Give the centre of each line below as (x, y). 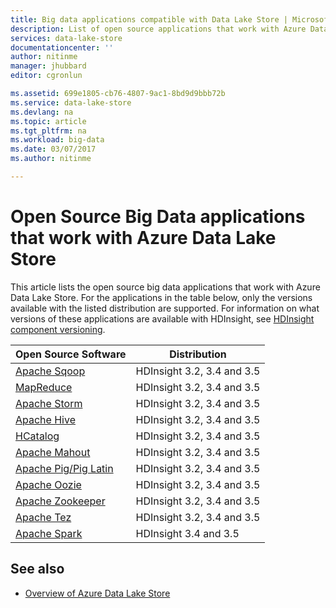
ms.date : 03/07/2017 (53, 149)
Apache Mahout (53, 452)
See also (37, 569)
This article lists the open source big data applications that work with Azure (165, 287)
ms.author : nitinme (51, 159)
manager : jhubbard (48, 66)
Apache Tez (43, 517)
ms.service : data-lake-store (71, 102)
